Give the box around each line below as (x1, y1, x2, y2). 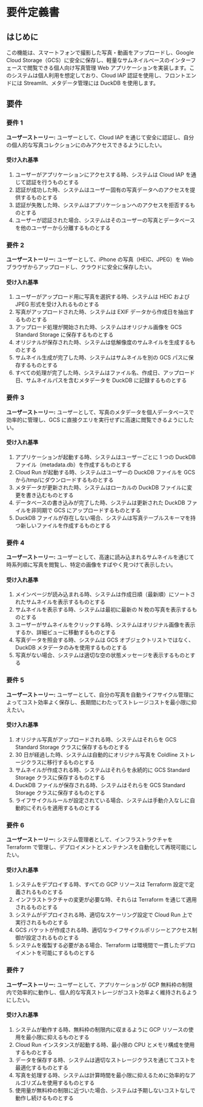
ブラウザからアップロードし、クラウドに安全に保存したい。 (6, 263, 155, 271)
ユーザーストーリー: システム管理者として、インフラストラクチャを (6, 836, 173, 843)
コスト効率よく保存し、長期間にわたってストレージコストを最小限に (21, 698, 191, 706)
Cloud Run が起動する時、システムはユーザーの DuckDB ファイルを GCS (15, 468, 196, 476)
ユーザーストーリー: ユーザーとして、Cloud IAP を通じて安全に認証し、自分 (6, 133, 195, 141)
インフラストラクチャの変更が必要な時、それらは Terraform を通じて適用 (15, 896, 197, 903)
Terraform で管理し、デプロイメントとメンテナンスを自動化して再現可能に (6, 844, 192, 851)
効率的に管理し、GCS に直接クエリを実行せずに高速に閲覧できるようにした (6, 416, 195, 423)
